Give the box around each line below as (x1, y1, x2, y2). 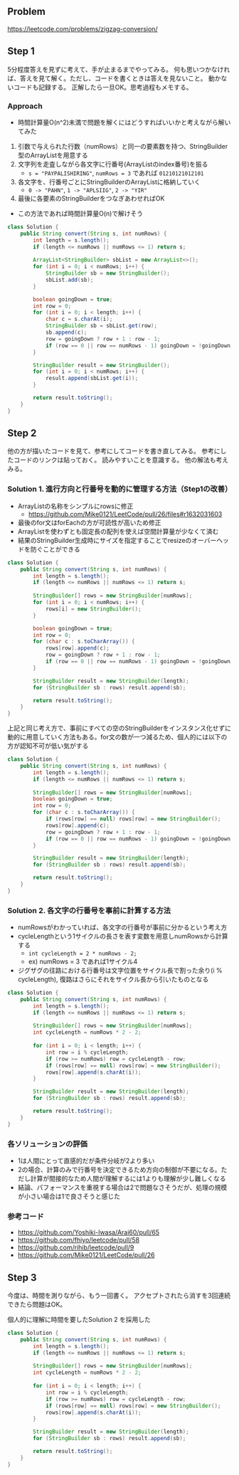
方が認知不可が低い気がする (7, 741, 89, 750)
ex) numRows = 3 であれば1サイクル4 (28, 957, 138, 966)
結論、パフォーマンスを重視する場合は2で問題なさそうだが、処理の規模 (17, 1183, 228, 1191)
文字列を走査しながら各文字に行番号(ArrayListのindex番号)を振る (17, 159, 208, 168)
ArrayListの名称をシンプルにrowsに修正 (17, 502, 134, 510)
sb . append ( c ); (45, 329, 87, 337)
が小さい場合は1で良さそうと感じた (17, 1192, 121, 1200)
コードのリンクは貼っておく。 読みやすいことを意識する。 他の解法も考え (13, 455, 229, 465)
